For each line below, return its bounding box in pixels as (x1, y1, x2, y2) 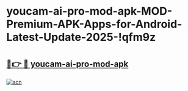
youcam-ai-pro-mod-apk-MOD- (6, 4, 173, 18)
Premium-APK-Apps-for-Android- (6, 17, 183, 31)
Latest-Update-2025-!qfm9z (6, 31, 156, 44)
